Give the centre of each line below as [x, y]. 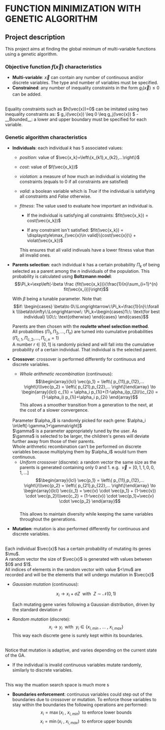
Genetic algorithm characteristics [46, 137]
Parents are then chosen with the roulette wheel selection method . [81, 326]
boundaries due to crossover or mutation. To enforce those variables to [84, 700]
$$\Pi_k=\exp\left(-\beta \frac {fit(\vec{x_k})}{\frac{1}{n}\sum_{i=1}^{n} [86, 284]
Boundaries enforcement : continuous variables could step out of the [82, 694]
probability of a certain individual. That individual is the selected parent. [84, 349]
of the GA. [15, 655]
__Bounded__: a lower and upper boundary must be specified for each [76, 119]
